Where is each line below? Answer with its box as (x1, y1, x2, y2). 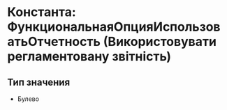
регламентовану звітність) (7, 49, 172, 65)
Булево (17, 95, 40, 103)
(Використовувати (103, 34, 217, 49)
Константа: (7, 4, 77, 20)
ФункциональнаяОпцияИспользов (7, 19, 221, 35)
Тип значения (7, 76, 71, 88)
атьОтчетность (7, 34, 101, 49)
